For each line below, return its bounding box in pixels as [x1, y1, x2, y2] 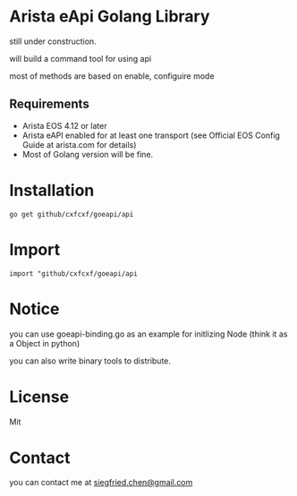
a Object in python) [9, 338, 81, 348]
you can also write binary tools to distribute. [9, 355, 172, 366]
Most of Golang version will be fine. [21, 149, 154, 159]
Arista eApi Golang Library [9, 6, 210, 27]
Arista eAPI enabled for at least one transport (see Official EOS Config [21, 130, 280, 141]
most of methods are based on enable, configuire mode [9, 70, 215, 81]
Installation [9, 180, 95, 201]
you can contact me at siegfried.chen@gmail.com [9, 477, 193, 488]
